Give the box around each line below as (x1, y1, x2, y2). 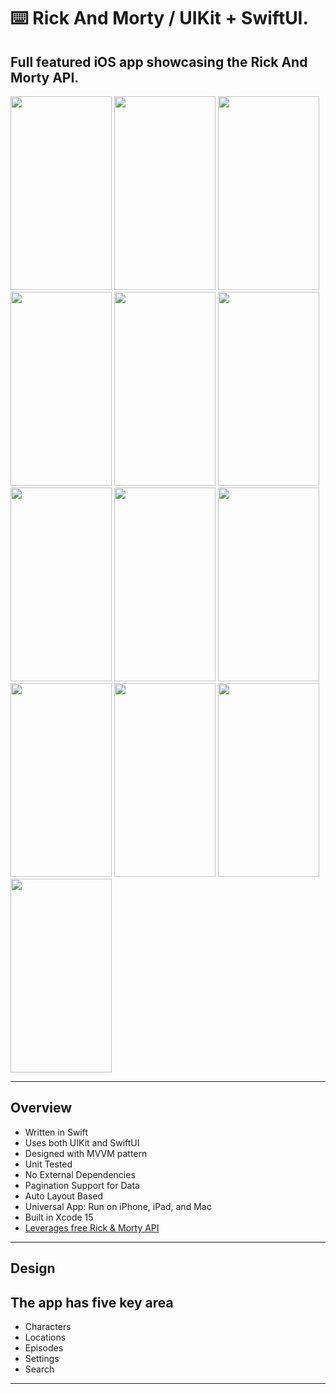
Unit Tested (24, 1158, 73, 1170)
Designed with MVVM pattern (24, 1147, 148, 1159)
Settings (24, 1353, 60, 1365)
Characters (24, 1321, 72, 1333)
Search (24, 1363, 55, 1375)
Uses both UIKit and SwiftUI (24, 1136, 140, 1149)
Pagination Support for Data (24, 1179, 140, 1191)
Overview (10, 1100, 73, 1117)
